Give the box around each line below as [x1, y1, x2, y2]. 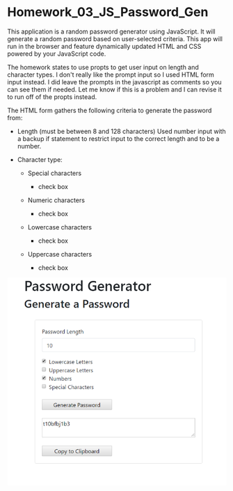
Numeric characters [27, 196, 86, 204]
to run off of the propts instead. [7, 92, 97, 101]
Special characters [27, 169, 82, 177]
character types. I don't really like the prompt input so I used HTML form [7, 70, 214, 79]
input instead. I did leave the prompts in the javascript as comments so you [7, 77, 222, 86]
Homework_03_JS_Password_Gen [7, 4, 209, 20]
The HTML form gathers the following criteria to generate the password [7, 106, 212, 114]
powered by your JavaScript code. [7, 50, 106, 58]
